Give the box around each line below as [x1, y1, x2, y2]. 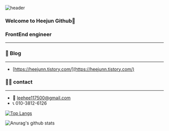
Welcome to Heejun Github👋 [5, 17, 75, 24]
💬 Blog [5, 50, 22, 57]
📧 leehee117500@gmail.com [12, 95, 71, 101]
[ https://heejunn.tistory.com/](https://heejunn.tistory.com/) [12, 66, 135, 72]
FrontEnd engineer [5, 31, 52, 38]
